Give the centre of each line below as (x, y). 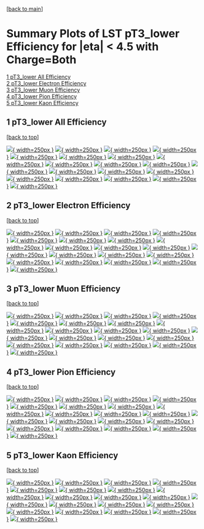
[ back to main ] (25, 9)
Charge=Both (41, 60)
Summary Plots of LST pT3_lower (93, 34)
